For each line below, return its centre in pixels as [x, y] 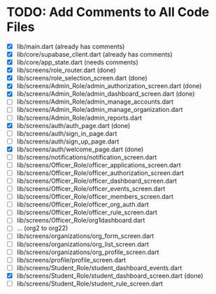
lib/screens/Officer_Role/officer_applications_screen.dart [99, 164]
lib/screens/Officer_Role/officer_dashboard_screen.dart [97, 181]
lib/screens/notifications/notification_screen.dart [87, 157]
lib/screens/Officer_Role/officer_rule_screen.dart [87, 212]
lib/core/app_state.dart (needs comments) [78, 62]
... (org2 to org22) [42, 228]
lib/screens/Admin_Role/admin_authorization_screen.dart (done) [109, 86]
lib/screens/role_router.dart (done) [66, 70]
